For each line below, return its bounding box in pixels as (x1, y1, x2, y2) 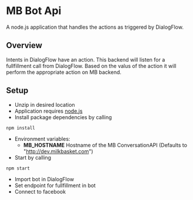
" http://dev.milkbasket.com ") (23, 148, 94, 155)
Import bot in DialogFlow (14, 175, 75, 182)
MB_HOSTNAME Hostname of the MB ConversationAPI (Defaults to (23, 141, 188, 148)
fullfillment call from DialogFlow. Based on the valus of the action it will (6, 62, 177, 69)
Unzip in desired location (14, 101, 75, 108)
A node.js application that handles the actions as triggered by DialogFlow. (6, 23, 184, 30)
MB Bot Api (6, 4, 62, 18)
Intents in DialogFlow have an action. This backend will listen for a (6, 56, 165, 63)
